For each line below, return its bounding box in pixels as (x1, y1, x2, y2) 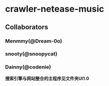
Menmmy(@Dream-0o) (5, 38, 63, 44)
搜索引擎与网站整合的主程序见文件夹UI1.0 (5, 75, 89, 81)
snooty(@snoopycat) (5, 50, 58, 57)
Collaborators (5, 23, 48, 31)
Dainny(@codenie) (5, 64, 51, 70)
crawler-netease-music (5, 3, 105, 15)
